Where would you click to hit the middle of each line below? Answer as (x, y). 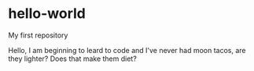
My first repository (38, 35)
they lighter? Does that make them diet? (73, 59)
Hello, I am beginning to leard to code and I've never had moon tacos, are (127, 50)
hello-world (47, 14)
